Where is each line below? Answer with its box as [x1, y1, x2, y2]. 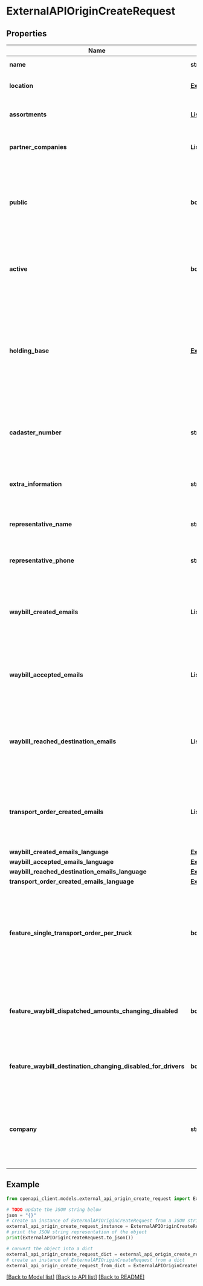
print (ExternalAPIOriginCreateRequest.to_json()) [6, 1235, 134, 1241]
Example [6, 1179, 40, 1190]
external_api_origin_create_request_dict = [6, 1251, 118, 1258]
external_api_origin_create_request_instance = [6, 1224, 129, 1230]
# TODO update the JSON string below [6, 1207, 101, 1213]
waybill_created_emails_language [9, 848, 109, 856]
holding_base [9, 346, 50, 355]
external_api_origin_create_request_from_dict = [6, 1262, 131, 1268]
